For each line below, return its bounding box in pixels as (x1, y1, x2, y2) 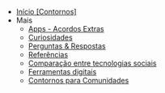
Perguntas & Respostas (27, 41, 107, 51)
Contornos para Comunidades (27, 76, 129, 85)
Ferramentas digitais (27, 67, 97, 76)
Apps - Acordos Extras (27, 24, 104, 33)
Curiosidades (27, 32, 73, 42)
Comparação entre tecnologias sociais (27, 58, 157, 68)
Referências (27, 50, 69, 59)
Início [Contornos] (15, 7, 77, 16)
